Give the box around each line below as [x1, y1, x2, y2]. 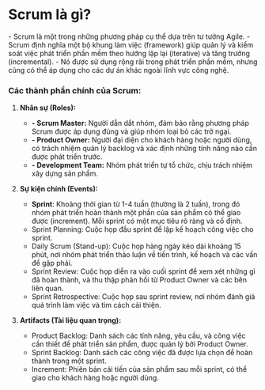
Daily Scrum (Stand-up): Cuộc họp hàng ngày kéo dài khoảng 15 [31, 241, 241, 251]
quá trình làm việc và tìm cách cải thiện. [31, 301, 161, 310]
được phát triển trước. [31, 152, 103, 161]
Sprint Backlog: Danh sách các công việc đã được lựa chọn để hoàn [31, 348, 253, 358]
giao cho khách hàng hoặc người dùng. [31, 373, 160, 383]
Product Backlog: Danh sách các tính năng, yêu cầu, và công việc [31, 331, 247, 341]
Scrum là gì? [8, 6, 92, 24]
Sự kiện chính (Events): [19, 184, 99, 194]
